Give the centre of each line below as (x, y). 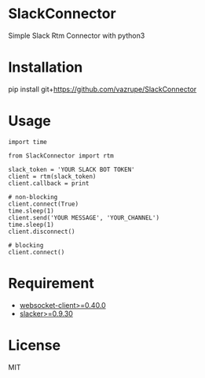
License (35, 345)
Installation (46, 67)
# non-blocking (33, 197)
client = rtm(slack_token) (52, 176)
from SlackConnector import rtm (61, 156)
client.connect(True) (44, 204)
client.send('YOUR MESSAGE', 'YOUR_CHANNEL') (84, 217)
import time (27, 142)
